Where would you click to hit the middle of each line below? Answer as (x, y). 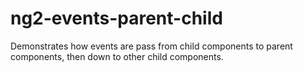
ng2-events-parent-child (116, 18)
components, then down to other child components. (117, 56)
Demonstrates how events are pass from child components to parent (151, 46)
